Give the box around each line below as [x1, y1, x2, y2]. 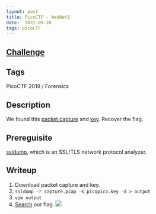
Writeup [6, 166, 37, 176]
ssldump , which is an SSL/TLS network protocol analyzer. [6, 148, 147, 155]
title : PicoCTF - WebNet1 [6, 14, 70, 20]
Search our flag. [14, 200, 55, 207]
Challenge [6, 47, 45, 57]
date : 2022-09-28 [6, 20, 52, 25]
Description [6, 100, 50, 110]
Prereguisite [6, 132, 53, 142]
